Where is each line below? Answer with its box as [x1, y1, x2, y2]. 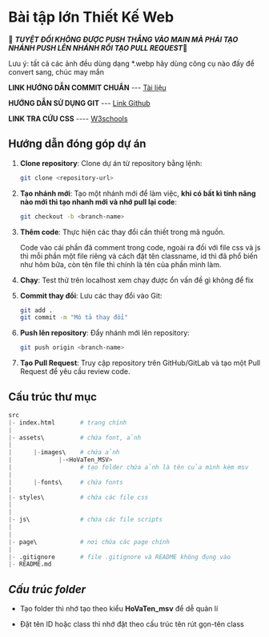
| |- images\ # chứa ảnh [8, 448, 120, 456]
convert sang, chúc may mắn [8, 67, 104, 76]
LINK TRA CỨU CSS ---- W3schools [8, 113, 128, 124]
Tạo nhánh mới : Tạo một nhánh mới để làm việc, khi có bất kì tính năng [19, 189, 256, 198]
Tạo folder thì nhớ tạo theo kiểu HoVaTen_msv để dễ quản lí [19, 604, 219, 614]
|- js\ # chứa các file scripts [8, 516, 163, 524]
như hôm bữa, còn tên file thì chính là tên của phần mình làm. [19, 259, 222, 269]
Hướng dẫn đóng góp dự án [8, 137, 147, 151]
